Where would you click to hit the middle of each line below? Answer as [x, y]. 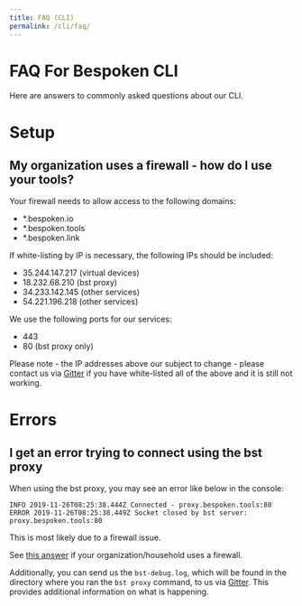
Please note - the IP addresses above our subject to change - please [137, 364]
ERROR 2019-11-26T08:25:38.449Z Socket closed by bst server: [128, 513]
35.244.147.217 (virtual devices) [81, 273]
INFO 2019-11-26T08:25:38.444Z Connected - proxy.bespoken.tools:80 [141, 505]
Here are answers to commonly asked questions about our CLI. [126, 96]
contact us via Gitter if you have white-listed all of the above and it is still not [151, 373]
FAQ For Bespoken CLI [94, 71]
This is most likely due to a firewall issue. [85, 537]
